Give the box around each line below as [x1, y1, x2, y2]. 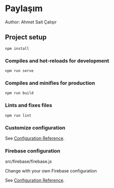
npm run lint [5, 113, 32, 118]
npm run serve [5, 69, 34, 74]
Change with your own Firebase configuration [5, 168, 97, 174]
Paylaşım [5, 3, 43, 14]
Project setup [5, 33, 47, 41]
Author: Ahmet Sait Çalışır [5, 19, 57, 25]
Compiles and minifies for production [5, 79, 95, 86]
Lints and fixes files [5, 102, 53, 109]
